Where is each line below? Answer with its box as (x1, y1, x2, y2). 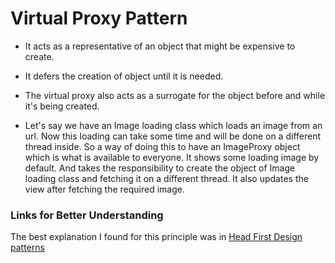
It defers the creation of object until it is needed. (24, 70, 224, 82)
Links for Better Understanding (10, 208, 164, 222)
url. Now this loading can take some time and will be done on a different (24, 130, 321, 142)
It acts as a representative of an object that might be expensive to (24, 40, 296, 52)
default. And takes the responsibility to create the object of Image (24, 162, 296, 174)
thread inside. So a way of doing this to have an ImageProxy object (24, 140, 301, 152)
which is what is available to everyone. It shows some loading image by (24, 151, 320, 163)
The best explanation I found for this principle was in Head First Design (10, 231, 303, 243)
